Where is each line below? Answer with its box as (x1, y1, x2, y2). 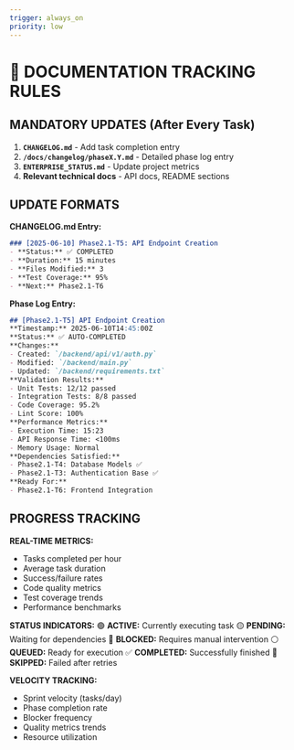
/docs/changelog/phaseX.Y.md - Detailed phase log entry (22, 151, 235, 162)
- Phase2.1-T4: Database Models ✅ (9, 460, 142, 469)
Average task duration (22, 562, 107, 573)
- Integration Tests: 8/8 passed (9, 392, 137, 402)
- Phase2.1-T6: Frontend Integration (9, 486, 153, 495)
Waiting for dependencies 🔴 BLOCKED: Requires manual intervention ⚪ (9, 633, 279, 645)
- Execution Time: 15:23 (9, 426, 104, 435)
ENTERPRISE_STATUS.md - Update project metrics (22, 161, 200, 172)
